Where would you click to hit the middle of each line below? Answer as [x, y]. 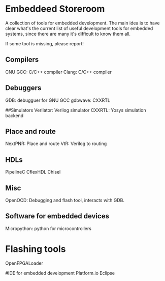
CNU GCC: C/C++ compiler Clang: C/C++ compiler [59, 72]
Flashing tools [36, 249]
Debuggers [23, 88]
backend [14, 116]
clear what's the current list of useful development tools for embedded [79, 28]
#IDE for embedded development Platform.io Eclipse [60, 273]
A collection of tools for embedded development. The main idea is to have [82, 23]
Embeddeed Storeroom [55, 9]
